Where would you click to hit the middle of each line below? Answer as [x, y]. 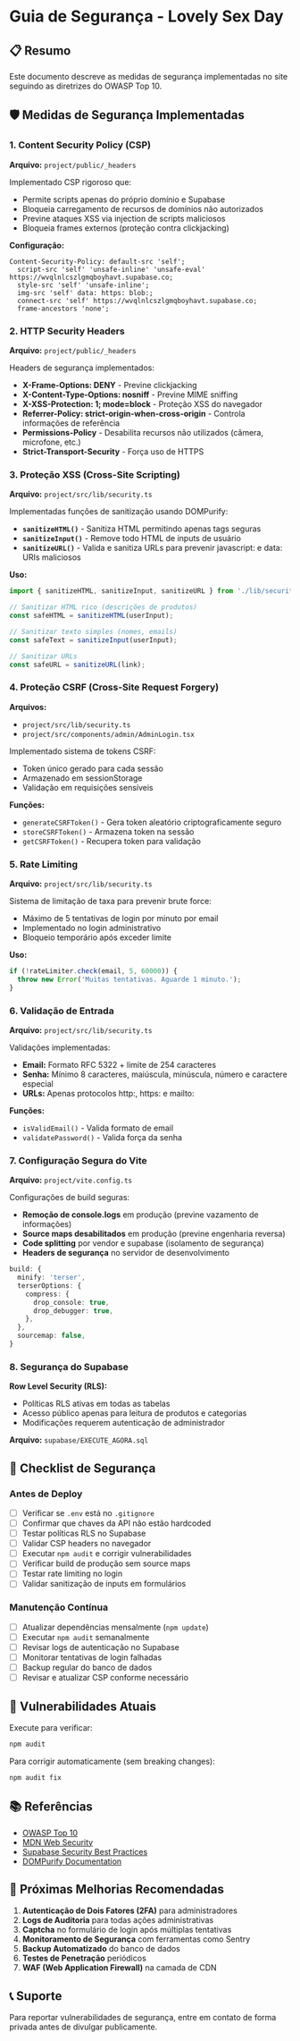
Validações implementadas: [60, 1047]
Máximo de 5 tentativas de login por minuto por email [120, 918]
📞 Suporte [36, 1996]
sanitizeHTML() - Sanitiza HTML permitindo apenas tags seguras [142, 529]
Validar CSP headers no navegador [87, 1544]
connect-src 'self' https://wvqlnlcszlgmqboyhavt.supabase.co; [137, 301]
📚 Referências [51, 1807]
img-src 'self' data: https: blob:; [85, 292]
